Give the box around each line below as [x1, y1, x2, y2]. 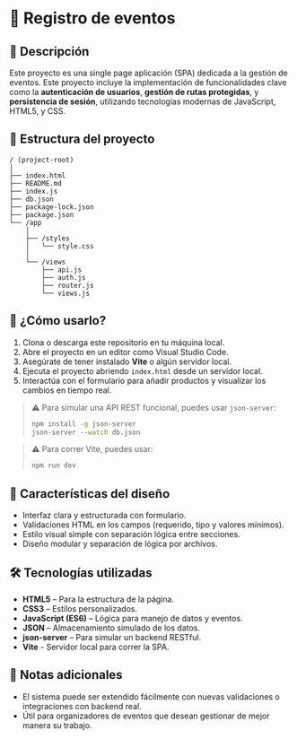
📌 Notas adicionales [9, 667, 123, 682]
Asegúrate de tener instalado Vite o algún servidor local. [22, 356, 232, 367]
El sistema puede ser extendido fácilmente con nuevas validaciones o [22, 691, 281, 702]
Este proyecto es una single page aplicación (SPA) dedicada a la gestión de [9, 67, 289, 78]
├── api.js [41, 265, 83, 274]
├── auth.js [41, 273, 87, 282]
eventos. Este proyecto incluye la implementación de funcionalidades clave [9, 77, 287, 88]
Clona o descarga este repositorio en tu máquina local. [22, 336, 225, 348]
